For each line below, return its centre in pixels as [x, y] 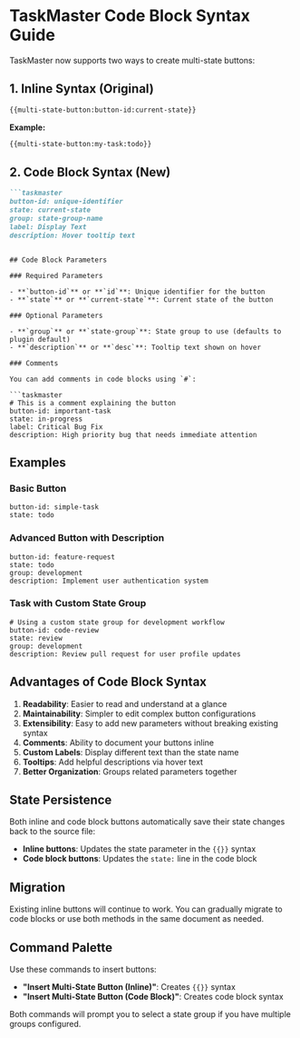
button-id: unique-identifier [67, 202]
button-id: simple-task [54, 507]
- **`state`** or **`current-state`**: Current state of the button [141, 299]
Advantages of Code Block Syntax [108, 682]
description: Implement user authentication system [109, 581]
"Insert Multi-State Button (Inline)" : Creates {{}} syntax [129, 987]
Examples [38, 462]
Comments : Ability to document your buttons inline [118, 743]
